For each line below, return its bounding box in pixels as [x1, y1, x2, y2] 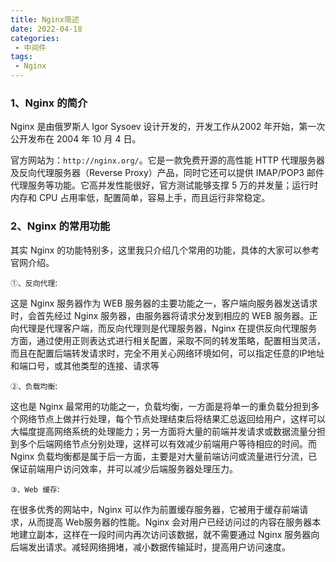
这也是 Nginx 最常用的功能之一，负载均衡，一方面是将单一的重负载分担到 [10, 400, 312, 412]
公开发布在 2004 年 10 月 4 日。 [10, 133, 142, 145]
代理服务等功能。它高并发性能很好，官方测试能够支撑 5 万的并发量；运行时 [10, 179, 319, 191]
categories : [10, 33, 60, 43]
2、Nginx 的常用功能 [10, 219, 111, 233]
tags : [10, 52, 33, 62]
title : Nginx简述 [10, 14, 80, 25]
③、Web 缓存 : [10, 482, 61, 495]
